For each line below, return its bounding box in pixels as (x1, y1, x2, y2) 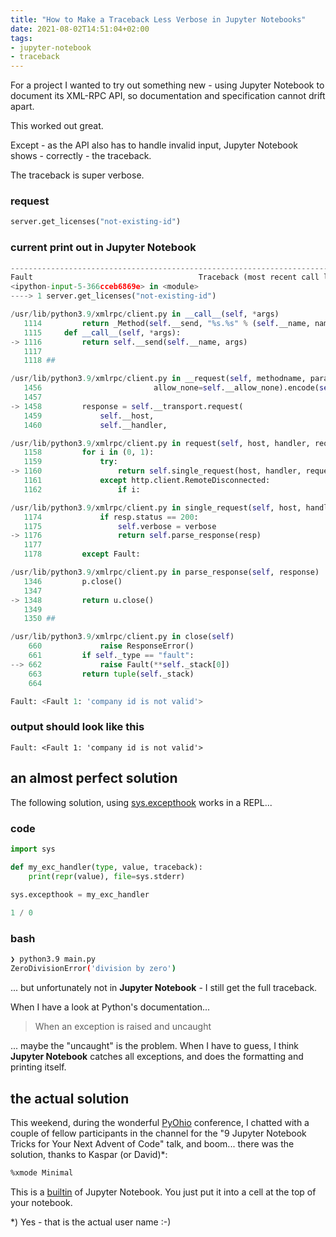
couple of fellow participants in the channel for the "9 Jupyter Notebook (10, 1127, 307, 1139)
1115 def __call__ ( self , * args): (23, 327, 182, 338)
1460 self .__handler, (23, 420, 168, 430)
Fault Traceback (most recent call (10, 272, 320, 283)
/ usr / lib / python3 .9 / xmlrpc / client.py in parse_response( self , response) (10, 567, 320, 578)
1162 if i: (23, 484, 141, 495)
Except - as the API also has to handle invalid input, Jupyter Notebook (10, 139, 299, 151)
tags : (10, 33, 33, 43)
